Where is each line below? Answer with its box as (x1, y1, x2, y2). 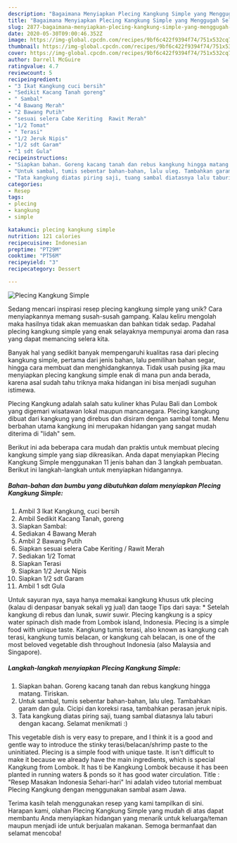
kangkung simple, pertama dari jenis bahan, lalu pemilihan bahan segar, (8, 355, 216, 364)
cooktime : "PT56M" (8, 252, 62, 259)
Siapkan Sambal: (18, 522, 68, 530)
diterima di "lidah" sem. (8, 429, 76, 438)
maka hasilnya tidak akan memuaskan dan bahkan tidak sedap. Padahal (8, 319, 216, 328)
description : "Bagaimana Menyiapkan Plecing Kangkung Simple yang (8, 10, 207, 18)
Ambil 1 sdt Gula (18, 582, 65, 590)
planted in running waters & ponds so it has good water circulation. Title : (8, 770, 220, 779)
